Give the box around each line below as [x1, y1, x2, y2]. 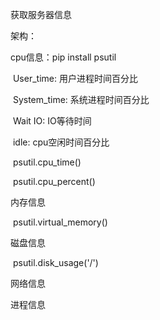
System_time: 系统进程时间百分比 [12, 94, 150, 105]
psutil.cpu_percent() [12, 176, 96, 187]
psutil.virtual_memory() [12, 216, 108, 228]
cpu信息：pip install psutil [10, 51, 117, 63]
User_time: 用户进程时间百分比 [12, 73, 138, 84]
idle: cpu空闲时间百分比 [12, 136, 110, 148]
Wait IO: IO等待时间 [12, 115, 92, 127]
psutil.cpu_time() [12, 156, 82, 168]
